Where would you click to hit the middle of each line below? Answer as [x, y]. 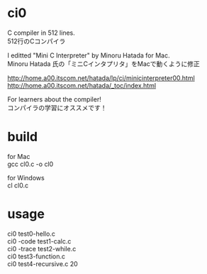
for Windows [26, 177]
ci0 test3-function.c [37, 256]
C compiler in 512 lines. [41, 33]
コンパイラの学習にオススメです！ [57, 107]
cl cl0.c [18, 185]
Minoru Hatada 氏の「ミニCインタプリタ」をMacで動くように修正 [104, 64]
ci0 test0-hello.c [31, 234]
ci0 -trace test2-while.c [42, 248]
